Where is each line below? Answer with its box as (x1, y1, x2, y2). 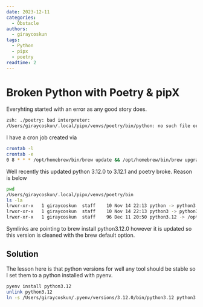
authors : (6, 25, 28, 32)
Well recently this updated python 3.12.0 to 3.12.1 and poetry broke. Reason (6, 168, 192, 175)
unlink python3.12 (6, 289, 53, 295)
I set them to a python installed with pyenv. (6, 271, 113, 279)
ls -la (6, 197, 23, 203)
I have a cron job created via (6, 134, 77, 141)
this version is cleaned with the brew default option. (6, 231, 135, 239)
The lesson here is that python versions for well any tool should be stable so (6, 265, 196, 272)
